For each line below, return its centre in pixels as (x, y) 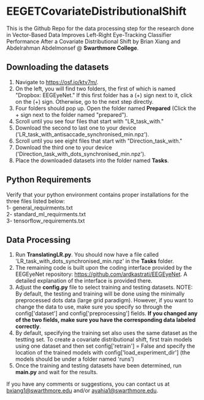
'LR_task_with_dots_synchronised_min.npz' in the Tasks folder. (95, 261)
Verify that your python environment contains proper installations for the (97, 194)
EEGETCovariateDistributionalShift (96, 11)
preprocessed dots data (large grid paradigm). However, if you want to (104, 300)
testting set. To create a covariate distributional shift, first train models (104, 340)
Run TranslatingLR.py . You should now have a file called (87, 255)
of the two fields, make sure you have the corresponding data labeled (105, 320)
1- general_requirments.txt (40, 208)
